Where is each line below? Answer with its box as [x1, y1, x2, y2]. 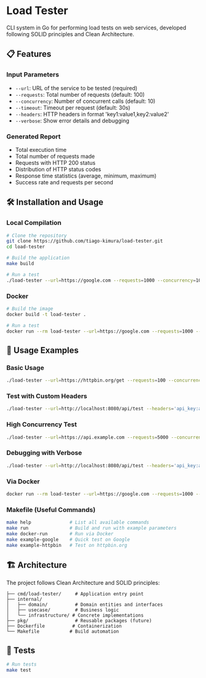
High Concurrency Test [6, 420, 77, 429]
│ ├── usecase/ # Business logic [6, 607, 120, 613]
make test [6, 667, 32, 673]
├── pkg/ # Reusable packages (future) [6, 618, 152, 624]
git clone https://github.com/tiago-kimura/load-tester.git [6, 238, 164, 244]
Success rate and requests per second [15, 178, 113, 186]
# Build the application [6, 255, 70, 261]
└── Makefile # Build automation [6, 628, 120, 635]
